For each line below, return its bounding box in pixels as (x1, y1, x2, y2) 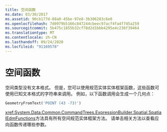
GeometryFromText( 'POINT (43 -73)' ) (5, 100, 81, 106)
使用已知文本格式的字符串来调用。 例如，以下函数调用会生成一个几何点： (5, 90, 155, 97)
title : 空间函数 (5, 7, 36, 12)
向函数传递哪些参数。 (5, 122, 49, 128)
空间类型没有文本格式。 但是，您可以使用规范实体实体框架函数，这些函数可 (5, 84, 160, 90)
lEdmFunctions (5, 115, 36, 122)
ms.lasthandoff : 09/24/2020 (5, 40, 64, 45)
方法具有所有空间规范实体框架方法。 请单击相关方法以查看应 (35, 115, 159, 122)
